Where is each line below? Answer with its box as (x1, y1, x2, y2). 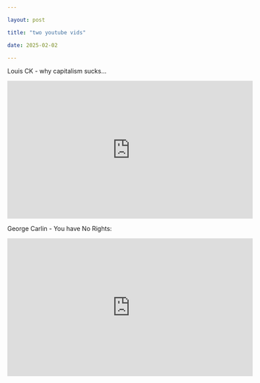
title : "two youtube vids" (7, 29, 86, 36)
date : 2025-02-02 (7, 41, 58, 49)
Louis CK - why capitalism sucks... (7, 67, 107, 76)
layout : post (7, 16, 46, 23)
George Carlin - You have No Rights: (7, 225, 112, 233)
